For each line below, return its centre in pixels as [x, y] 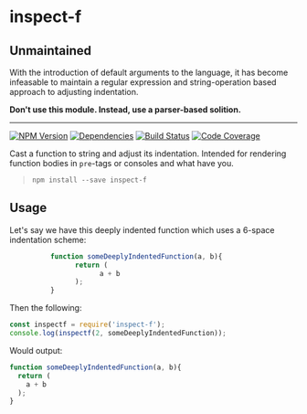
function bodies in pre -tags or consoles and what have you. [122, 163]
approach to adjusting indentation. [74, 92]
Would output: [36, 350]
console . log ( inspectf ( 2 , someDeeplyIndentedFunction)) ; [118, 334]
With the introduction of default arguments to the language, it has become [149, 72]
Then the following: [46, 308]
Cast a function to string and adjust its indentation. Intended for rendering [148, 154]
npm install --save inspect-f [90, 180]
